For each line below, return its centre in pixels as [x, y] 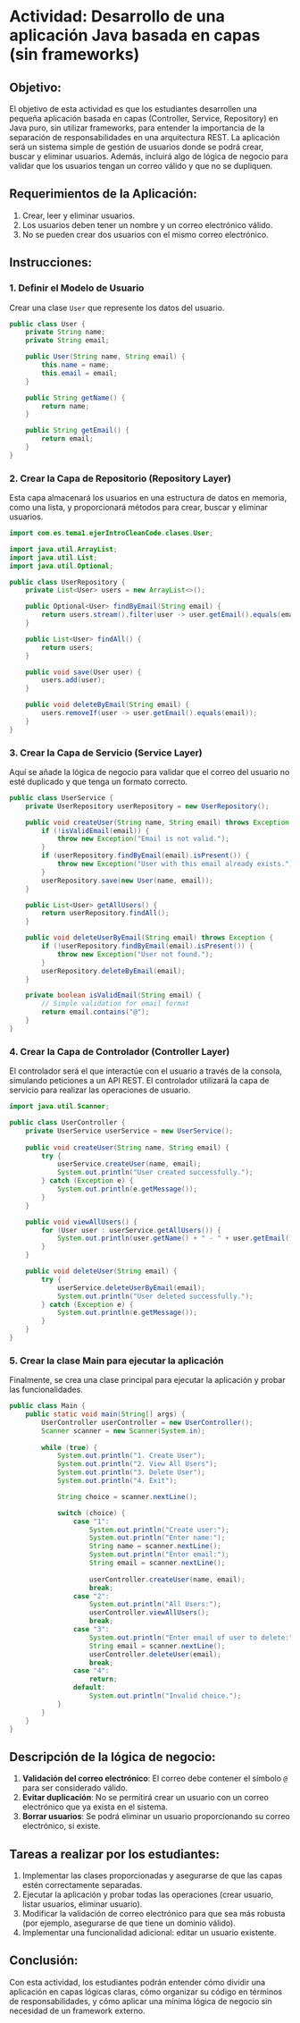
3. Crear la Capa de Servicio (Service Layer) [106, 753]
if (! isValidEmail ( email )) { [96, 830]
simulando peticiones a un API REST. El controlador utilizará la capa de [139, 1081]
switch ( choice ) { [91, 1513]
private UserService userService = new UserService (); [129, 1131]
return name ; [66, 406]
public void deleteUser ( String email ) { [101, 1271]
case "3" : [91, 1630]
